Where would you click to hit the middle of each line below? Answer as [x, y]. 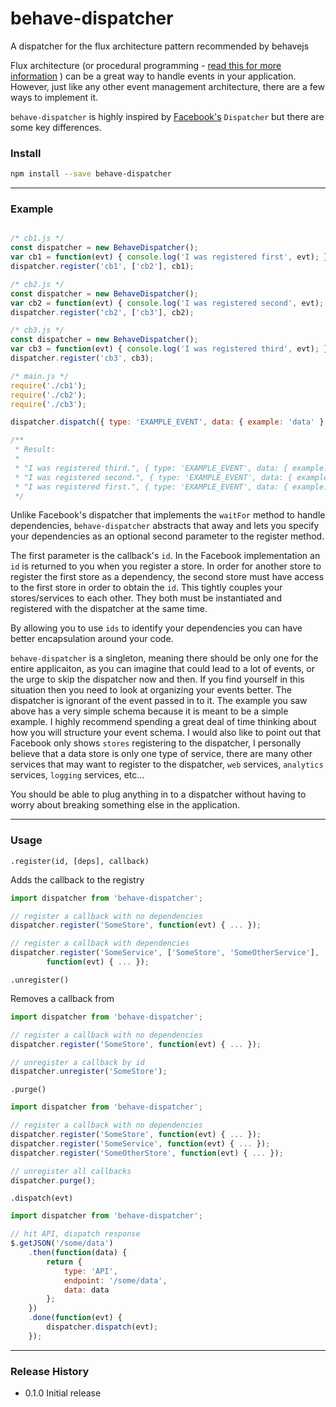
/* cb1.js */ [37, 238]
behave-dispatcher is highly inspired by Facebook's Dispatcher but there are [167, 116]
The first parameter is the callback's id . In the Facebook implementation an [165, 556]
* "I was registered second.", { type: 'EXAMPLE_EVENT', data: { [153, 477]
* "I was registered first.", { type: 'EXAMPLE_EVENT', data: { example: [171, 487]
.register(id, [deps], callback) [80, 861]
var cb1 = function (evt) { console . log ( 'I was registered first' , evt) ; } [169, 257]
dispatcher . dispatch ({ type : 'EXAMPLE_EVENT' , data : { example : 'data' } [167, 422]
